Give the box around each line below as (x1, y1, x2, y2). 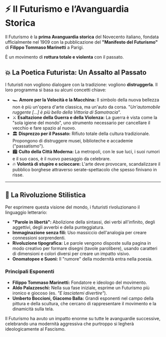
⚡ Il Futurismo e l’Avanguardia (5, 3, 129, 15)
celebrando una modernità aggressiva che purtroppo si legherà (5, 321, 134, 327)
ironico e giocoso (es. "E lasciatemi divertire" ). (12, 290, 107, 296)
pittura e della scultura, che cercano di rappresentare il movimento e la (12, 300, 157, 306)
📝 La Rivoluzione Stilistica (5, 191, 86, 200)
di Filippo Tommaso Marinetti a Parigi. (5, 44, 84, 50)
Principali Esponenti (5, 268, 54, 275)
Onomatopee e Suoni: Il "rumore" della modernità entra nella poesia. (12, 256, 153, 262)
